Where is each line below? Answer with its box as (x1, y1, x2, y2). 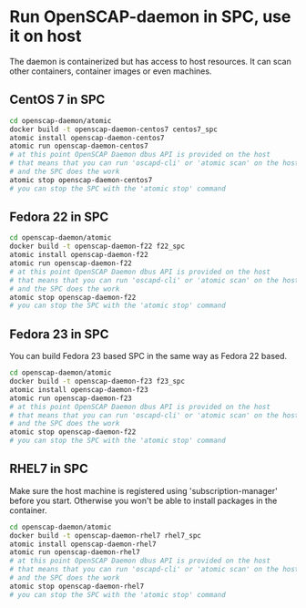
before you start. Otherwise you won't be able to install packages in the (9, 495, 278, 506)
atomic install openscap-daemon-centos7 (9, 133, 166, 142)
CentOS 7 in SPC (9, 92, 106, 108)
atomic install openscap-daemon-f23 (9, 385, 148, 394)
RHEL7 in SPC (9, 461, 88, 477)
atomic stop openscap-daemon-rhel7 (9, 582, 145, 591)
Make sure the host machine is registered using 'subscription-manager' (9, 485, 278, 496)
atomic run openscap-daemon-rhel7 (9, 548, 141, 557)
